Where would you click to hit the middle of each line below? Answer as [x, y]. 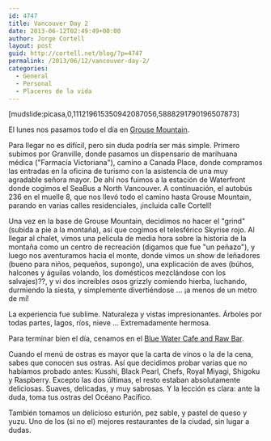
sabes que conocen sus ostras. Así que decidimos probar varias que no [128, 363]
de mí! [19, 299]
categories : [28, 69]
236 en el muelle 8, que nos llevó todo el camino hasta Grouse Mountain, [130, 197]
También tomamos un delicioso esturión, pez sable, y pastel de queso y [128, 413]
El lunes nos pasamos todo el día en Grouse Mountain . [99, 129]
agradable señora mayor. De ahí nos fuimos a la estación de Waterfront [127, 180]
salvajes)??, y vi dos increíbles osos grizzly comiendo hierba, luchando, [128, 282]
